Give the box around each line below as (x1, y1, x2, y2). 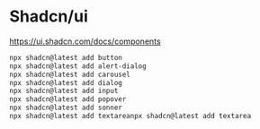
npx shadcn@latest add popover (9, 95, 127, 104)
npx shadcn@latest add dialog (9, 78, 123, 87)
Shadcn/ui (9, 6, 88, 27)
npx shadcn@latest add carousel (9, 70, 130, 79)
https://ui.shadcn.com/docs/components (9, 36, 161, 47)
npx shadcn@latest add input (9, 87, 119, 96)
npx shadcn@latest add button (9, 53, 123, 62)
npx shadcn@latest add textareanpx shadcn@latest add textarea (9, 112, 252, 121)
